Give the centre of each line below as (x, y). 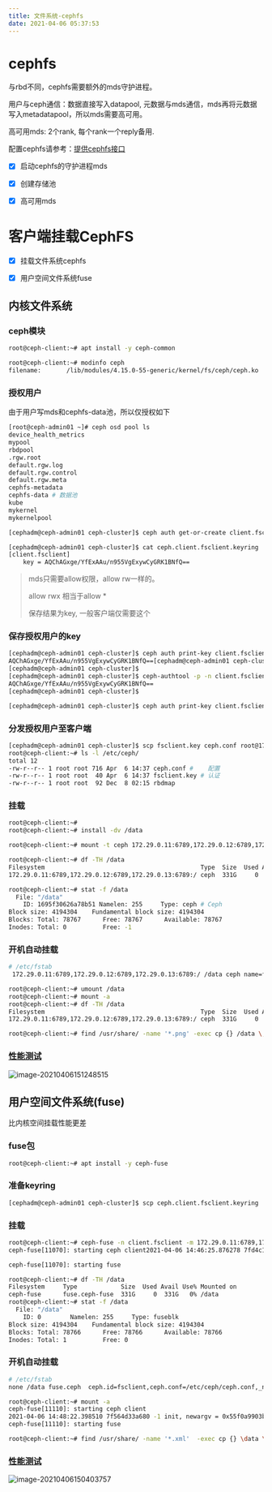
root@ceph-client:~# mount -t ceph (68, 845)
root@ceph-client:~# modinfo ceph (67, 363)
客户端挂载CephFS (71, 236)
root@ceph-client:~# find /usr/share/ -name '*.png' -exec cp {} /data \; (137, 1034)
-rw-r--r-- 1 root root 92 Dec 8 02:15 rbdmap (92, 784)
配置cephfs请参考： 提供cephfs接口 (67, 149)
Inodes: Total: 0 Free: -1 (70, 927)
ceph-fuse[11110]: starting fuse (65, 1425)
